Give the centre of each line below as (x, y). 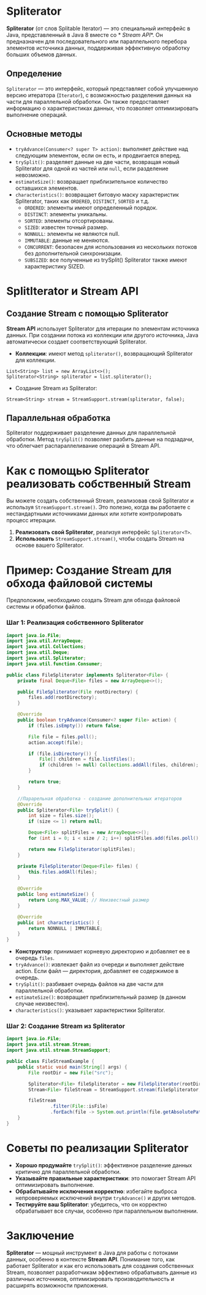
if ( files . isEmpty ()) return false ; (75, 726)
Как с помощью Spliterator (78, 471)
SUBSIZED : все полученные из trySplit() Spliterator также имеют (106, 260)
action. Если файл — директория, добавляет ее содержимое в (97, 971)
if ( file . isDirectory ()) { (63, 754)
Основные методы (44, 134)
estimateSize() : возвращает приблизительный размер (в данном (100, 997)
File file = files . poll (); (63, 737)
